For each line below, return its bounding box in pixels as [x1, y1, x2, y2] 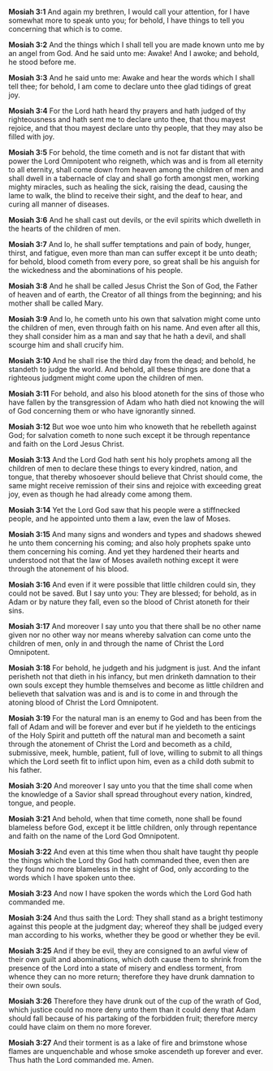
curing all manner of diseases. [8, 199, 110, 209]
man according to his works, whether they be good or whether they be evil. [8, 930, 261, 939]
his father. [8, 765, 42, 774]
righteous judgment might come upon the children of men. [8, 373, 204, 383]
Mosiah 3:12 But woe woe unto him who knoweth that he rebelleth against [8, 422, 258, 431]
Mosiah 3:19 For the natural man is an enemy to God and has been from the [8, 713, 262, 722]
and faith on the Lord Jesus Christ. [8, 439, 124, 449]
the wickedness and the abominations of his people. [8, 266, 184, 275]
